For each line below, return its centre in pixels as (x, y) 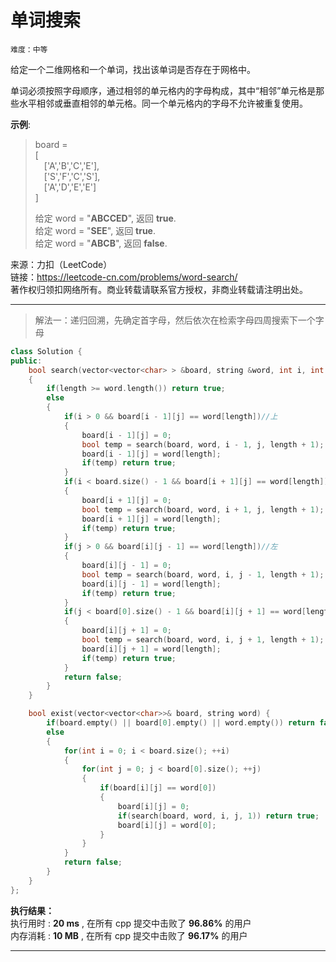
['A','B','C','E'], (71, 165)
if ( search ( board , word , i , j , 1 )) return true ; (218, 816)
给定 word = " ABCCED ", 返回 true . (105, 218)
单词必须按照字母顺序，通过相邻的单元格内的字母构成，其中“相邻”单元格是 (163, 90)
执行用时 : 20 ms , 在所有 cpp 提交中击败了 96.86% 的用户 (131, 923)
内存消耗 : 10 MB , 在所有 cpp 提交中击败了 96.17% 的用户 (129, 935)
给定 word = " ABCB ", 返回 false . (101, 243)
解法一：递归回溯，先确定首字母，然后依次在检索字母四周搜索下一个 (175, 320)
